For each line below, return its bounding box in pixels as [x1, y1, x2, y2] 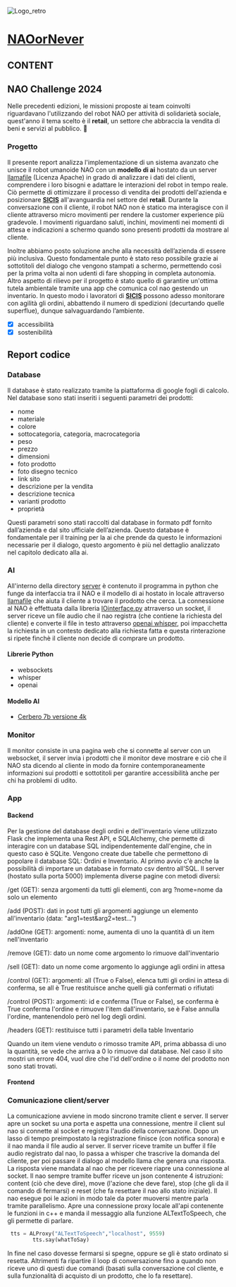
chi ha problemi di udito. [7, 776, 77, 785]
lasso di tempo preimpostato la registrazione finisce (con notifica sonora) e [7, 1134, 225, 1143]
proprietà [17, 504, 44, 513]
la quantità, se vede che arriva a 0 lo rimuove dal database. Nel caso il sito [7, 1047, 223, 1055]
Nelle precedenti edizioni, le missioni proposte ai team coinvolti [7, 102, 191, 111]
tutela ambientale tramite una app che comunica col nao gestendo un [7, 284, 209, 292]
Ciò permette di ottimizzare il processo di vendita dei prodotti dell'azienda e [7, 187, 228, 197]
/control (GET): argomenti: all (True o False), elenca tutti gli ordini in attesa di [7, 976, 229, 984]
